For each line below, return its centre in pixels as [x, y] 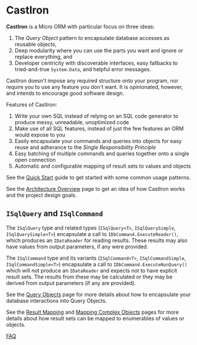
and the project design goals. [41, 195]
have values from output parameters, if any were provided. [77, 246]
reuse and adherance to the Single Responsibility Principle [85, 147]
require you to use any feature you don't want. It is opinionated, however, [95, 87]
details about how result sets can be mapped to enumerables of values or [95, 318]
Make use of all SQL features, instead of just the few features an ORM [99, 128]
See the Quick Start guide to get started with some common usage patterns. [98, 177]
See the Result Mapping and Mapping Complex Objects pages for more [93, 312]
